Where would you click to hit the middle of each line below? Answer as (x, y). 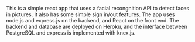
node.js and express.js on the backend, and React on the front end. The (93, 20)
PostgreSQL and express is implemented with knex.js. (71, 33)
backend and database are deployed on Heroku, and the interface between (97, 26)
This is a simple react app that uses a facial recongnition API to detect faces (97, 8)
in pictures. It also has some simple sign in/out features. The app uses (90, 14)
